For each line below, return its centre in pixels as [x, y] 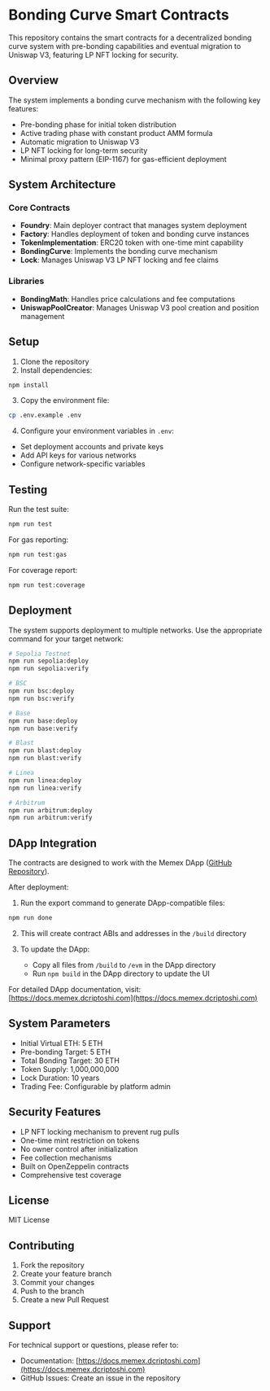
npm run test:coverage [47, 585]
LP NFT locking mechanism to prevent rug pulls [100, 1131]
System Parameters [60, 1024]
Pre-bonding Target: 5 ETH [65, 1052]
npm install [28, 385]
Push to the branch [52, 1291]
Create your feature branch [66, 1274]
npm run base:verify [44, 728]
